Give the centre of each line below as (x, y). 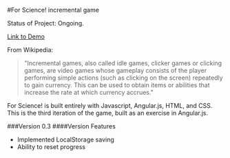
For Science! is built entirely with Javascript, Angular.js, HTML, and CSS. (110, 105)
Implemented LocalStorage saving (66, 139)
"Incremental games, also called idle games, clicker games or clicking (123, 63)
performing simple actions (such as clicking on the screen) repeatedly (123, 78)
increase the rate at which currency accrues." (88, 92)
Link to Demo (26, 36)
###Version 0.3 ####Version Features (61, 126)
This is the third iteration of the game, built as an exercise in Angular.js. (108, 113)
